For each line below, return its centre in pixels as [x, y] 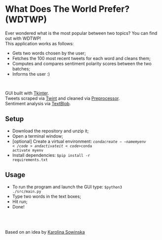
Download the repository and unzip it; [50, 131]
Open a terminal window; [37, 136]
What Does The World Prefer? [67, 9]
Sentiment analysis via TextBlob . [38, 103]
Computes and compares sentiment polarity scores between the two [82, 63]
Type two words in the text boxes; [47, 196]
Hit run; [20, 201]
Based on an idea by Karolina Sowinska [45, 232]
